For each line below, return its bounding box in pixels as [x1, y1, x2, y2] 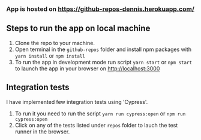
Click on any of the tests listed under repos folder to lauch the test [14, 121, 178, 129]
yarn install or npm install [14, 52, 85, 59]
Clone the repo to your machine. [14, 39, 95, 46]
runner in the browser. [14, 128, 70, 135]
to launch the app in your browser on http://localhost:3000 [14, 65, 160, 72]
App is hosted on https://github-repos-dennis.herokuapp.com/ [6, 5, 195, 13]
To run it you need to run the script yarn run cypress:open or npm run [14, 110, 186, 117]
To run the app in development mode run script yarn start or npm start [14, 58, 193, 65]
